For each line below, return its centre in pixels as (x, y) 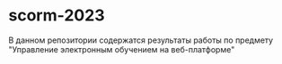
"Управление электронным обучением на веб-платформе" (122, 49)
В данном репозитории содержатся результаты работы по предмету (141, 40)
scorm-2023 (57, 16)
